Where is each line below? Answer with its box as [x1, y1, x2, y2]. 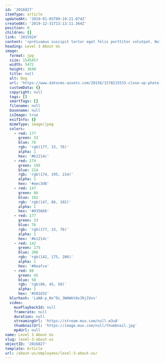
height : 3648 [9, 67, 36, 72]
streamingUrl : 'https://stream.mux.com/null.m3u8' [14, 319, 120, 324]
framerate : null [14, 309, 48, 314]
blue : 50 [18, 277, 36, 282]
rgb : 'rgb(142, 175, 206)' [18, 255, 74, 260]
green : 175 [18, 245, 41, 250]
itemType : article [5, 12, 43, 17]
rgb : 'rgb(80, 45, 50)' [18, 282, 67, 287]
